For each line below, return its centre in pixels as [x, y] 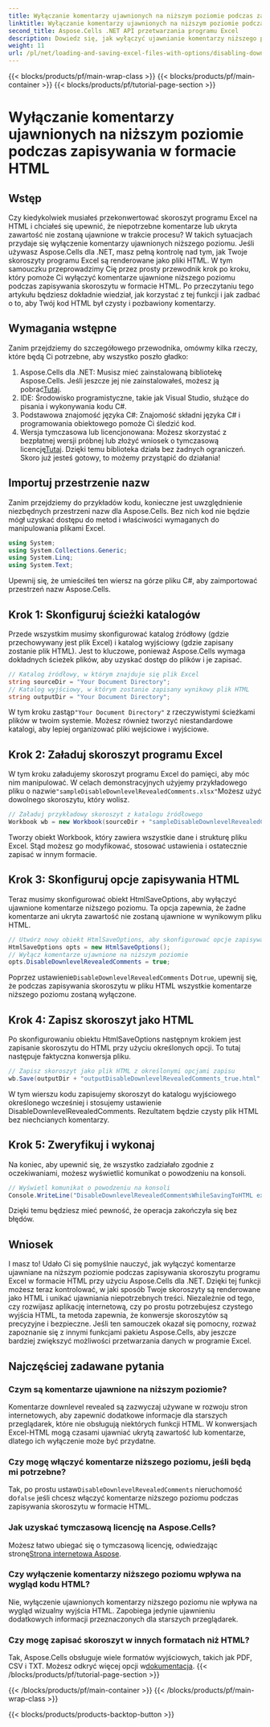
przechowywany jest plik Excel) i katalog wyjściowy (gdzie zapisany [121, 642]
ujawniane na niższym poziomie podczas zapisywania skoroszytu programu [134, 1273]
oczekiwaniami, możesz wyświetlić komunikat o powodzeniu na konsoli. [127, 1173]
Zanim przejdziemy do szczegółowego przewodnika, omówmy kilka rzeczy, [133, 348]
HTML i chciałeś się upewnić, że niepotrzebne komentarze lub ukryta [123, 226]
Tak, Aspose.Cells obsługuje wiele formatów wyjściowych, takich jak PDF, [131, 1658]
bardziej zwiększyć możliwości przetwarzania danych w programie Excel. [130, 1341]
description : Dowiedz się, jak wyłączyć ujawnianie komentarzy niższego [133, 38]
